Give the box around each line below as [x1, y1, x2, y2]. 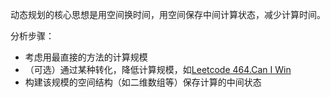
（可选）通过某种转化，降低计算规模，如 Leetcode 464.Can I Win [24, 64, 292, 75]
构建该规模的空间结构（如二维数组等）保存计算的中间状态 [24, 76, 262, 88]
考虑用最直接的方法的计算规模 [24, 51, 148, 63]
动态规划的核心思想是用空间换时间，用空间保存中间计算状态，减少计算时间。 [10, 9, 326, 20]
